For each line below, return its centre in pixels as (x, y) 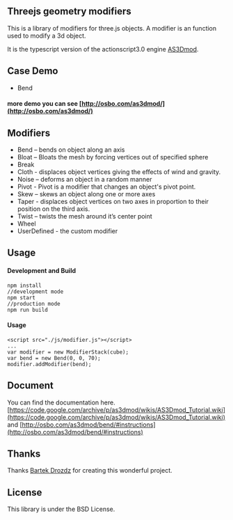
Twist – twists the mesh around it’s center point (85, 216)
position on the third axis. (54, 209)
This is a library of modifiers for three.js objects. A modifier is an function (112, 28)
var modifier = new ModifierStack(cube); (68, 352)
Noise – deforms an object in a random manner (85, 180)
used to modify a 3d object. (47, 36)
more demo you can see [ (45, 104)
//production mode (34, 304)
